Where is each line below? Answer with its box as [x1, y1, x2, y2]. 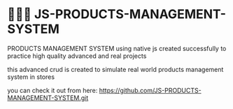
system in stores [7, 73, 55, 81]
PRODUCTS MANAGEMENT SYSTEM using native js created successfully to [7, 44, 227, 52]
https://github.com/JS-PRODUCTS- [99, 86, 202, 94]
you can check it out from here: [7, 86, 98, 94]
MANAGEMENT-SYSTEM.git [7, 94, 89, 102]
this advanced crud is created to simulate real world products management [7, 65, 224, 73]
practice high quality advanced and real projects [7, 52, 147, 60]
